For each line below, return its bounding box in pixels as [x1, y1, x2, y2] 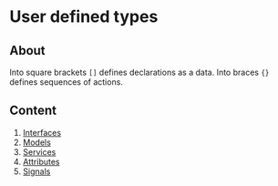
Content [9, 103, 57, 119]
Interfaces [22, 127, 62, 138]
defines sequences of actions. [9, 77, 123, 88]
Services [22, 146, 57, 157]
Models [22, 137, 52, 148]
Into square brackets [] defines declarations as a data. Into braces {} [9, 67, 270, 77]
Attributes [22, 156, 60, 167]
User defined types [9, 6, 159, 27]
